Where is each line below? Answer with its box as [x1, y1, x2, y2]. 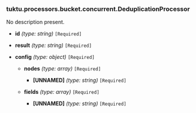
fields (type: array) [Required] [23, 88, 100, 96]
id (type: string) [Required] [14, 30, 82, 37]
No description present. [6, 19, 65, 26]
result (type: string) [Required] [14, 41, 92, 49]
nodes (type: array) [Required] [23, 65, 101, 72]
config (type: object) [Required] [14, 53, 95, 61]
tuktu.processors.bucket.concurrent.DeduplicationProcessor [6, 5, 190, 13]
